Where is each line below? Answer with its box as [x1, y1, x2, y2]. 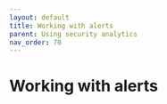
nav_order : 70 [9, 37, 63, 47]
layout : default [9, 12, 70, 22]
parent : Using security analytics [9, 29, 138, 38]
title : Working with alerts [9, 21, 114, 30]
